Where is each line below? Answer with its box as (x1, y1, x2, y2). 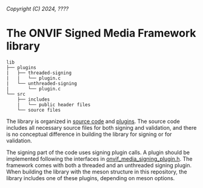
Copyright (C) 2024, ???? (6, 5, 69, 12)
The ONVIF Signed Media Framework (6, 27, 196, 40)
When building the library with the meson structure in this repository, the (6, 168, 187, 175)
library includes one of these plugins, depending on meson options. (6, 174, 175, 181)
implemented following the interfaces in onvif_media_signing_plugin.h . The (6, 155, 193, 163)
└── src (6, 91, 26, 97)
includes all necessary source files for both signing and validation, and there (6, 124, 197, 131)
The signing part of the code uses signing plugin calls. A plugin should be (6, 149, 190, 156)
